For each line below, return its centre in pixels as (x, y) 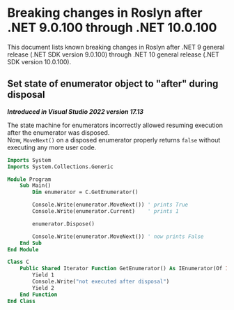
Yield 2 (43, 288)
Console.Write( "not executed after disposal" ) (101, 281)
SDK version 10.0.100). (39, 61)
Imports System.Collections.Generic (60, 167)
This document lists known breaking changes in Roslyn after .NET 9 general (116, 47)
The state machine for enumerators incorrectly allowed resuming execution (115, 125)
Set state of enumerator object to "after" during (113, 84)
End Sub (31, 243)
